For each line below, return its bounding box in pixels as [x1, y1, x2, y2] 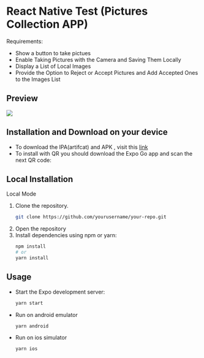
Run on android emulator [15, 311, 78, 318]
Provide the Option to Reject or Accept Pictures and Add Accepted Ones [15, 69, 198, 76]
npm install [15, 243, 46, 249]
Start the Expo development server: [15, 288, 105, 295]
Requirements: [6, 37, 43, 45]
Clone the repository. [15, 202, 69, 210]
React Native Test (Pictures [6, 4, 148, 18]
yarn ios [15, 346, 38, 352]
